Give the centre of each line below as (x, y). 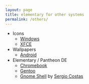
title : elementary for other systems (45, 15)
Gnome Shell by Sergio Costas (52, 76)
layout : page (19, 10)
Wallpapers (24, 50)
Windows (30, 39)
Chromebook (34, 65)
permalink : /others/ (27, 19)
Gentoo (28, 71)
